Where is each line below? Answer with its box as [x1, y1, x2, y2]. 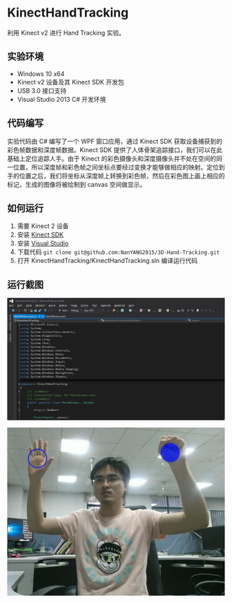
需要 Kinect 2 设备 [17, 222, 69, 230]
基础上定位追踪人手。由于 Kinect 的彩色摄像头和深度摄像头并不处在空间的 [7, 154, 216, 163]
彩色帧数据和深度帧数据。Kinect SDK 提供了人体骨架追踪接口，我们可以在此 [7, 145, 223, 154]
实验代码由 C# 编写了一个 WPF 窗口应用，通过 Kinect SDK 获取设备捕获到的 [7, 137, 223, 145]
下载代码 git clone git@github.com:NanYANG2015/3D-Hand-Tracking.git [17, 248, 220, 257]
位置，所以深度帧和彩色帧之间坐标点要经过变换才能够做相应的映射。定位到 [12, 163, 225, 171]
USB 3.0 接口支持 [17, 86, 67, 95]
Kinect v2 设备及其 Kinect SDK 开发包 [17, 77, 124, 86]
